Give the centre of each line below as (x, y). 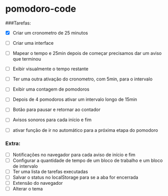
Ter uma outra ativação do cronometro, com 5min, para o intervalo (82, 79)
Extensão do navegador (38, 183)
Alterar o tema (28, 189)
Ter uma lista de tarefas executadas (50, 172)
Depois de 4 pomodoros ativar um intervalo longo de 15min (75, 99)
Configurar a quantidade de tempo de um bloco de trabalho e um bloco (88, 160)
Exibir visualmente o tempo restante (50, 69)
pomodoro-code (41, 9)
